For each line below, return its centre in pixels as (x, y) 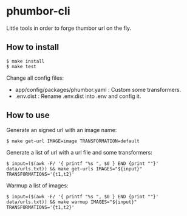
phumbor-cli (39, 11)
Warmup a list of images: (37, 185)
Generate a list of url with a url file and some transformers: (80, 152)
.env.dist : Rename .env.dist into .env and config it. (78, 96)
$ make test (21, 66)
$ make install (25, 61)
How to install (33, 47)
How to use (28, 115)
